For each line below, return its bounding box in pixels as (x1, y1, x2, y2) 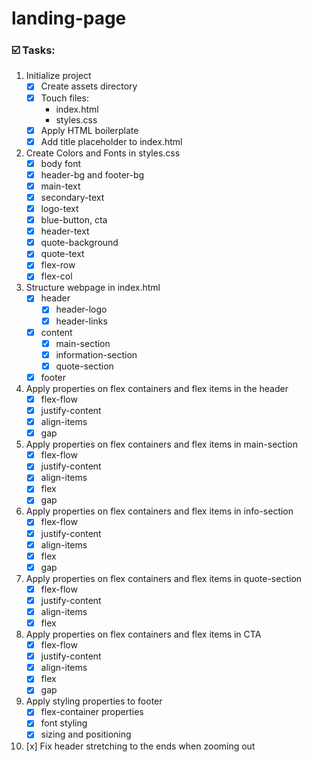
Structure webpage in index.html (25, 282, 161, 294)
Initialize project (25, 70, 92, 82)
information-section (55, 348, 138, 361)
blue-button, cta (40, 214, 108, 226)
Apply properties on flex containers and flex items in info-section (25, 505, 294, 517)
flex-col (40, 270, 73, 282)
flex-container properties (40, 706, 144, 718)
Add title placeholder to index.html (40, 135, 183, 147)
